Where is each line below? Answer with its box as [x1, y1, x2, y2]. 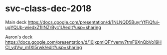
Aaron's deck [5, 34, 33, 40]
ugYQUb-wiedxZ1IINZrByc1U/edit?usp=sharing [5, 24, 101, 30]
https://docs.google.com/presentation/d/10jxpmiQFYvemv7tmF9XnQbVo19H [5, 39, 162, 45]
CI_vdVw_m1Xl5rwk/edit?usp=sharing [5, 44, 82, 50]
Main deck [5, 19, 27, 25]
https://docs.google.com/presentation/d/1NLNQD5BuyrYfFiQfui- [27, 19, 160, 25]
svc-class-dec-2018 [5, 3, 92, 14]
